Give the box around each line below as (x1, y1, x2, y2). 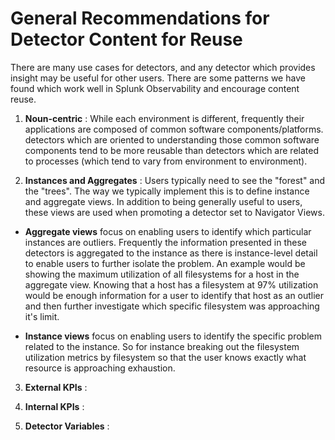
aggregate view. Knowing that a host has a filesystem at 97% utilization (24, 278, 319, 291)
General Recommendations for (10, 7, 270, 30)
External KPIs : (24, 381, 88, 393)
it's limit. (24, 310, 60, 322)
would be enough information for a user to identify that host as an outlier (24, 289, 325, 301)
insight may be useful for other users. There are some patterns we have (10, 72, 306, 84)
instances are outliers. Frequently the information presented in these (24, 236, 307, 248)
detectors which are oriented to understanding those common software (24, 133, 320, 146)
